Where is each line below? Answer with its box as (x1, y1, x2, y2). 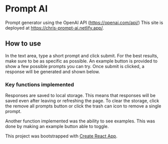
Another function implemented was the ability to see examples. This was (5, 118, 155, 124)
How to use (5, 39, 41, 48)
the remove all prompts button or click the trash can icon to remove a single (5, 103, 161, 109)
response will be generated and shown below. (5, 68, 100, 74)
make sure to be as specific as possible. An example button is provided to (5, 58, 158, 64)
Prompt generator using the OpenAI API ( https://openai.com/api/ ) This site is (5, 19, 163, 25)
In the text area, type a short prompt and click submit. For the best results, (5, 52, 159, 58)
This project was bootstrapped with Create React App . (5, 133, 118, 139)
